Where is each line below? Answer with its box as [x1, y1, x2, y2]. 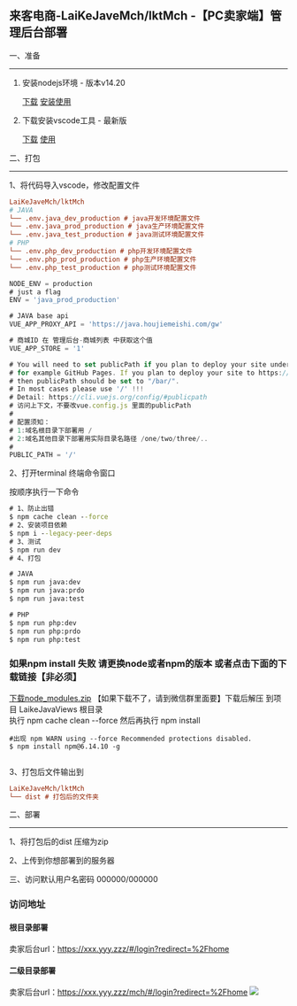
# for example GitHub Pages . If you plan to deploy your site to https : [9, 368, 283, 377]
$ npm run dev [9, 546, 62, 554]
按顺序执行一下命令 [9, 486, 80, 498]
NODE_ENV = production [9, 279, 93, 288]
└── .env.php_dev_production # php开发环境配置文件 [9, 247, 193, 256]
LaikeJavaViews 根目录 [19, 703, 103, 715]
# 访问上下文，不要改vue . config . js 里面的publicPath [9, 401, 192, 410]
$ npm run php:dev [9, 618, 77, 627]
